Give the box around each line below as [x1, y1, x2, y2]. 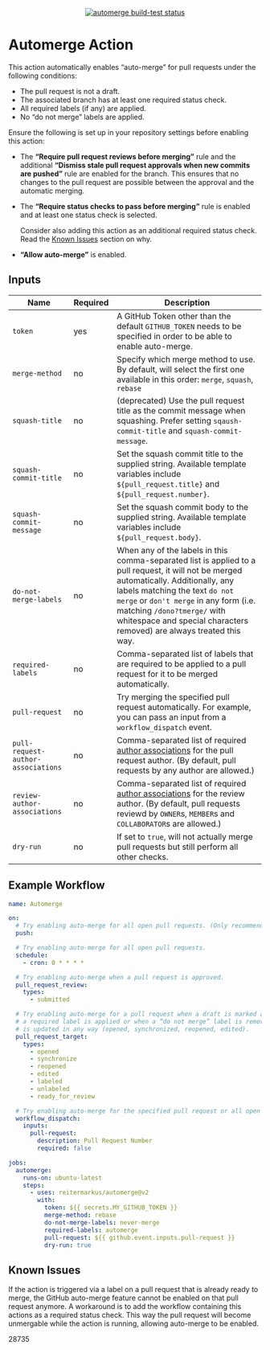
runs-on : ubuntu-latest [22, 1174, 103, 1182]
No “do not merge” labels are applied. [19, 112, 145, 121]
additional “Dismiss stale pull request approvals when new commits [19, 160, 251, 170]
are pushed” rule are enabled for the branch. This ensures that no [19, 169, 239, 178]
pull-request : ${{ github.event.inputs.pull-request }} [43, 1233, 235, 1241]
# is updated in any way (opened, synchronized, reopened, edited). [15, 1025, 250, 1033]
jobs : [8, 1159, 27, 1167]
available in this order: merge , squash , [116, 374, 254, 385]
